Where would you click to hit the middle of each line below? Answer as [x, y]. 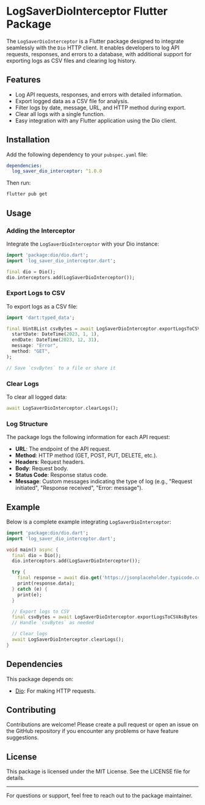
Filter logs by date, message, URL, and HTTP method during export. [100, 107]
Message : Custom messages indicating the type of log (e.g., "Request [103, 481]
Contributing [31, 710]
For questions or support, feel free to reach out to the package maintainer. [99, 796]
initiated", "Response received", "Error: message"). [79, 488]
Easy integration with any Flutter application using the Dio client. [96, 120]
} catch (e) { [30, 589]
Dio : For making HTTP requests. [55, 691]
